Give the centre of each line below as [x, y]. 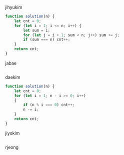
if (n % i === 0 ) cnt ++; [49, 105]
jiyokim [12, 133]
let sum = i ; [37, 30]
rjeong [12, 147]
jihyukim [14, 7]
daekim [13, 77]
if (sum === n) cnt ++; [47, 39]
